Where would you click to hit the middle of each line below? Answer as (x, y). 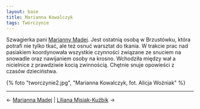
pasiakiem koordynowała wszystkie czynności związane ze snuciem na (94, 52)
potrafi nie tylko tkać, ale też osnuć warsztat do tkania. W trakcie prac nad (97, 46)
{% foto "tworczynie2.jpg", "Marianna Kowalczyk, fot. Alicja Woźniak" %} (96, 83)
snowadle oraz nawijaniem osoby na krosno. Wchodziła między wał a (91, 59)
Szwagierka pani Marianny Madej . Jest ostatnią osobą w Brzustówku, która (99, 40)
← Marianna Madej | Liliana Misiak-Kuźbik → (61, 100)
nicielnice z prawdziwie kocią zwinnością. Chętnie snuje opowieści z (90, 65)
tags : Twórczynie (28, 23)
